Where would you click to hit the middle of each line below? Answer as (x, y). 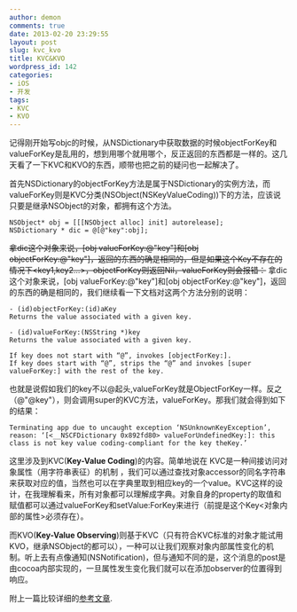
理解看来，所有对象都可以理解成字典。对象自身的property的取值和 (160, 494)
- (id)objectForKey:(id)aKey (63, 310)
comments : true (37, 26)
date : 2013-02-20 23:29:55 (59, 34)
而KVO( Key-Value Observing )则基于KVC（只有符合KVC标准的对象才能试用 (146, 535)
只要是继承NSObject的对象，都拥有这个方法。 (93, 206)
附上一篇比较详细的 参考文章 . (61, 599)
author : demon (35, 17)
